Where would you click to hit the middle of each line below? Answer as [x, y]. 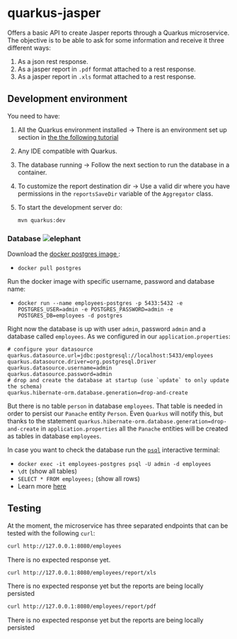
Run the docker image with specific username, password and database [111, 281]
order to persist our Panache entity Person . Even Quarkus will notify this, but [115, 413]
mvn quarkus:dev [41, 220]
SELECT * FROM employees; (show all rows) [79, 478]
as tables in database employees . [54, 436]
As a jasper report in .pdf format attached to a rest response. [106, 69]
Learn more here [42, 486]
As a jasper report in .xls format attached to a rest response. [106, 77]
